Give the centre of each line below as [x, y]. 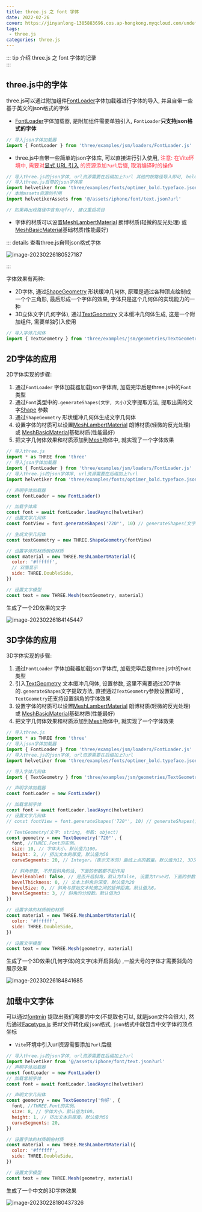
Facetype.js [36, 1024]
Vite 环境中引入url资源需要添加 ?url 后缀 [63, 1045]
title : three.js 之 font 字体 [43, 12]
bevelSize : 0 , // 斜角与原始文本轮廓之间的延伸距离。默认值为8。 [85, 888]
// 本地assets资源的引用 [34, 193]
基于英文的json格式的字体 [38, 108]
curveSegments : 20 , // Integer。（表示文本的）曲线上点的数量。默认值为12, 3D [103, 860]
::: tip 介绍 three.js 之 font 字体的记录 [51, 58]
